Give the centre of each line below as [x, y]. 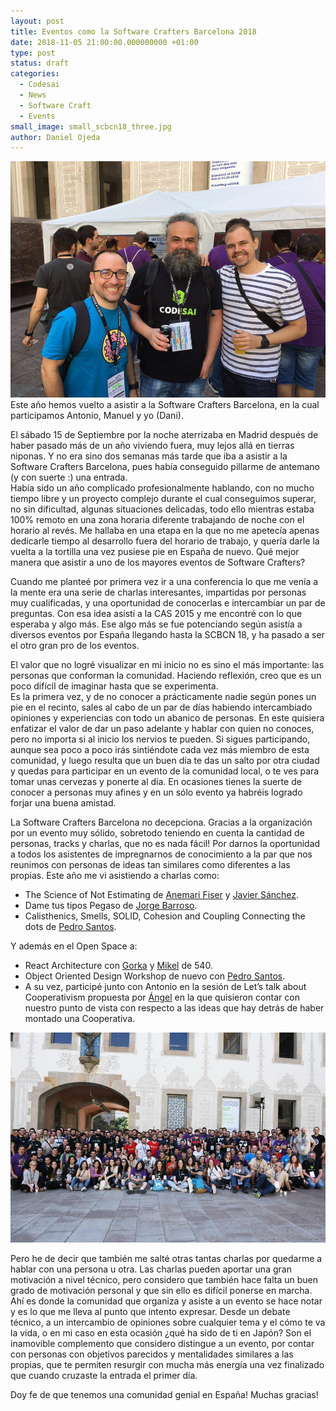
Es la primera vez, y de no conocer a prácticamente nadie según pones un [163, 697]
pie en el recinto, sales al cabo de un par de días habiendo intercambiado [161, 707]
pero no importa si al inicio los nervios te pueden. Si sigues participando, [160, 739]
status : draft [40, 63]
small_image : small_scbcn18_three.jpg [91, 126]
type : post [33, 53]
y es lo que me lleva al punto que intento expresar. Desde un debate [150, 1312]
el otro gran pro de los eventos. [75, 646]
